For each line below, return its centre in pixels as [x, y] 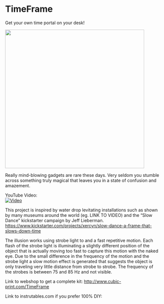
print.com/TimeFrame [27, 286]
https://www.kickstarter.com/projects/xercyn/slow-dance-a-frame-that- [79, 226]
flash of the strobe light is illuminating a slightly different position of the [77, 245]
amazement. [18, 185]
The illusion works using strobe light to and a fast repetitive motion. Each [79, 240]
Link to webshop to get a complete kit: [44, 281]
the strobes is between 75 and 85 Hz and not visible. [59, 271]
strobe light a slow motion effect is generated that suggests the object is [79, 261]
